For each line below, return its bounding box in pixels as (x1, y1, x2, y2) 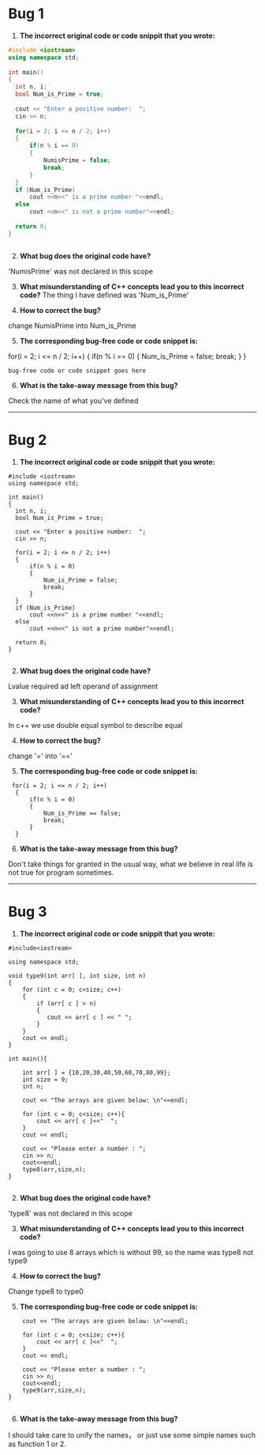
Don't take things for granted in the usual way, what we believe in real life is (8, 859, 254, 869)
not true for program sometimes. (8, 867, 114, 877)
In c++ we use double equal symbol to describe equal (8, 720, 183, 729)
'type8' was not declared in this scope (8, 1208, 132, 1218)
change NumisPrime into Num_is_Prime (8, 321, 136, 330)
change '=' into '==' (8, 751, 73, 760)
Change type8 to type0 (8, 1286, 84, 1296)
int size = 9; (22, 1076, 69, 1084)
